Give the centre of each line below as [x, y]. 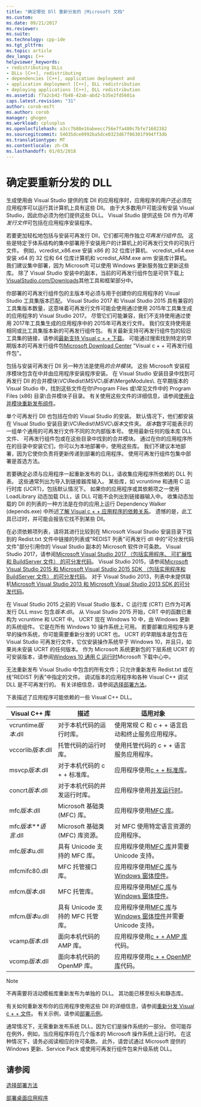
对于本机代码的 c [81, 766]
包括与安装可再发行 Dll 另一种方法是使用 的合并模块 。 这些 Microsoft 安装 [96, 366]
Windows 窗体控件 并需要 [149, 916]
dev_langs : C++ [25, 56]
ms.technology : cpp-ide [36, 40]
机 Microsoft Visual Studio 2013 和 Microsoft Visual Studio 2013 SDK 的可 [95, 584]
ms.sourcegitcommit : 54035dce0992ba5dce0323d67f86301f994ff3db [87, 135]
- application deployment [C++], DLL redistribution [73, 85]
